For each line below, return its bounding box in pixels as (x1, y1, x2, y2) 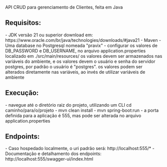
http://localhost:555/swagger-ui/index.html (5, 156, 94, 162)
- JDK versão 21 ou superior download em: (5, 32, 93, 38)
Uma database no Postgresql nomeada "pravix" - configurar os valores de (5, 42, 158, 48)
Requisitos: (5, 18, 41, 27)
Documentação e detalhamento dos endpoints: (5, 151, 102, 157)
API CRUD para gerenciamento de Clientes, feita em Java (5, 4, 123, 10)
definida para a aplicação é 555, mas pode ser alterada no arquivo (5, 112, 142, 119)
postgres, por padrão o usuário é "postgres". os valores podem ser (5, 63, 143, 69)
